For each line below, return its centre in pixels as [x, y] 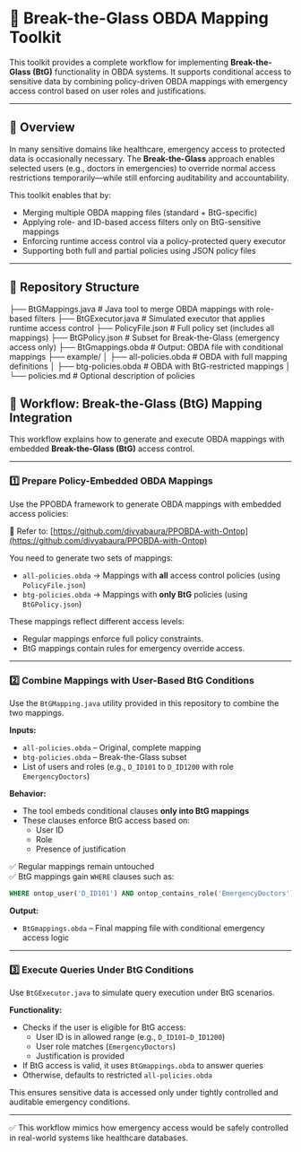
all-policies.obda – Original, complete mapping [112, 747]
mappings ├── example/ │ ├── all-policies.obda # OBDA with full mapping [149, 356]
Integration [41, 418]
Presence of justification [81, 849]
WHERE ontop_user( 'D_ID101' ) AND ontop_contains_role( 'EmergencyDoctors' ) [152, 893]
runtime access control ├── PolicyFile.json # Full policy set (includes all [142, 327]
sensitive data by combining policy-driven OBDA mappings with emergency [149, 81]
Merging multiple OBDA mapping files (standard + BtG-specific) [140, 212]
